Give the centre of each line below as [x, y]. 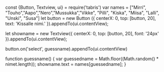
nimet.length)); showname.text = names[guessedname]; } [66, 64]
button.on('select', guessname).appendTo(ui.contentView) [66, 49]
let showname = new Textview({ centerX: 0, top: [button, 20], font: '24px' [82, 33]
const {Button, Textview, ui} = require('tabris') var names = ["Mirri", [76, 7]
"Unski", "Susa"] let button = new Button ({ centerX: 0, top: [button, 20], [81, 18]
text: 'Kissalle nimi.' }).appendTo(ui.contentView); [57, 23]
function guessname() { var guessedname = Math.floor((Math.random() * [82, 59]
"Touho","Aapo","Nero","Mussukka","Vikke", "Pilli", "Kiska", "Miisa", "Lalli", [82, 13]
